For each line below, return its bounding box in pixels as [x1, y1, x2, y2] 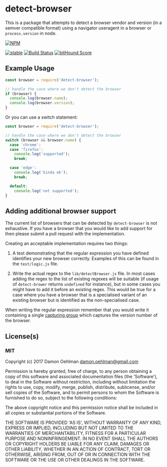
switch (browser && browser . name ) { [5, 137, 81, 143]
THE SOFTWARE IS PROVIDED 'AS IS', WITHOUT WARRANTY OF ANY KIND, [5, 419, 162, 425]
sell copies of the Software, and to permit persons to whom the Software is [5, 389, 160, 395]
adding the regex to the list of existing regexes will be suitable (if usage [12, 276, 159, 282]
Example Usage [5, 64, 55, 73]
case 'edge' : [9, 165, 37, 170]
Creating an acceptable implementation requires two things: [5, 241, 128, 247]
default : [9, 183, 28, 188]
